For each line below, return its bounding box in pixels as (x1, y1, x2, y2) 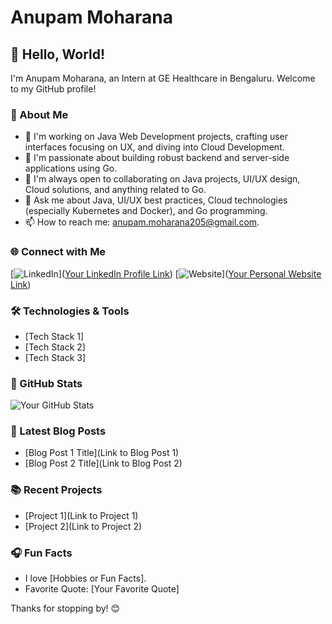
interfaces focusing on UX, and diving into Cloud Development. (24, 141, 285, 153)
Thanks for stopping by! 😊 (10, 602, 121, 615)
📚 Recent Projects (10, 483, 103, 497)
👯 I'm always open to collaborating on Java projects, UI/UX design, (24, 173, 301, 185)
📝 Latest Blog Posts (10, 424, 107, 438)
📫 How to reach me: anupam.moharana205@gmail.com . (24, 216, 260, 228)
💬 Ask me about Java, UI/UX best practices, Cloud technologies (24, 194, 288, 206)
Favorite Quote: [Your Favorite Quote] (24, 583, 180, 595)
